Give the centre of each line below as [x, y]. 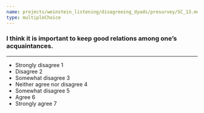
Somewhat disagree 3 [42, 78]
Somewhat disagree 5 [42, 91]
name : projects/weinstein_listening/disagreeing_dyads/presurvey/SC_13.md [103, 12]
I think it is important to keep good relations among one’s [92, 39]
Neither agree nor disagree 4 [51, 84]
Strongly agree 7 [36, 103]
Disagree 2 [29, 71]
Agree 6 [25, 97]
